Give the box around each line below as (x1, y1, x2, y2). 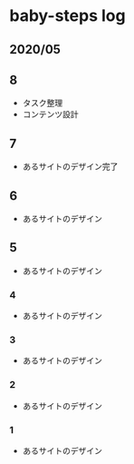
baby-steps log (9, 5, 126, 26)
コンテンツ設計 (22, 109, 79, 120)
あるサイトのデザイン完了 (22, 161, 119, 173)
